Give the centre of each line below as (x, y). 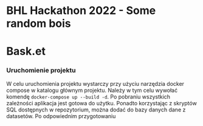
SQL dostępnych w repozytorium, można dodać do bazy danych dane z (96, 110)
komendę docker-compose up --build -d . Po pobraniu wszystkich (88, 96)
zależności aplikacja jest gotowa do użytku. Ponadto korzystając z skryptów (102, 103)
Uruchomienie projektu (41, 71)
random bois (39, 23)
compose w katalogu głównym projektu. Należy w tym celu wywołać (92, 90)
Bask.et (26, 51)
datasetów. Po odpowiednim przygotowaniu (61, 116)
